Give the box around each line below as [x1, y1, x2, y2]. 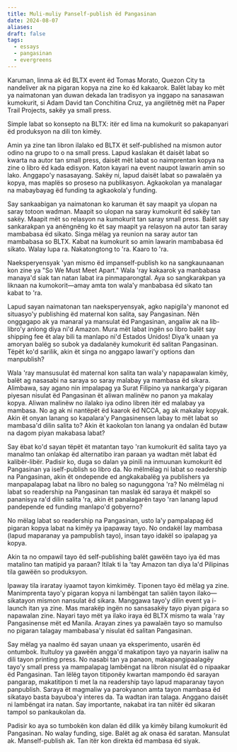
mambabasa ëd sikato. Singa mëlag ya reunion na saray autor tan [7, 229, 198, 238]
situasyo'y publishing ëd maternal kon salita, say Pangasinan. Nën [7, 309, 200, 318]
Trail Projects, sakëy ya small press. [7, 105, 112, 114]
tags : [7, 37, 23, 44]
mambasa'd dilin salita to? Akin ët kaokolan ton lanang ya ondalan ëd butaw [7, 421, 228, 429]
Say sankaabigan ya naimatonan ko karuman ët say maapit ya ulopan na [7, 199, 218, 208]
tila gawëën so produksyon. [7, 567, 88, 576]
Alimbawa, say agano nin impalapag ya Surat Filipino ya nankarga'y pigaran [7, 383, 228, 392]
